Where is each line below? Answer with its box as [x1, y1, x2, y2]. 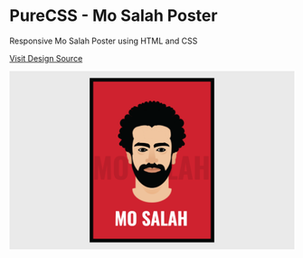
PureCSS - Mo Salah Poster [9, 5, 218, 26]
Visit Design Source [9, 53, 83, 63]
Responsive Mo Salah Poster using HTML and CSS [9, 35, 198, 46]
